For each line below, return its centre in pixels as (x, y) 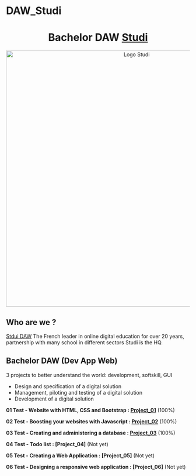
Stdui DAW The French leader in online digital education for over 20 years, (95, 336)
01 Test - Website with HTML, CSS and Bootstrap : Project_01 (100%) (90, 410)
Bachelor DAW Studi (98, 38)
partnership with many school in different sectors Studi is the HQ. (85, 342)
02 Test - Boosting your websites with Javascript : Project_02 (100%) (92, 421)
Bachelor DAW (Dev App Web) (62, 361)
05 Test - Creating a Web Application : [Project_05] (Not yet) (80, 456)
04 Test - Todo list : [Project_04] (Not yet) (57, 444)
